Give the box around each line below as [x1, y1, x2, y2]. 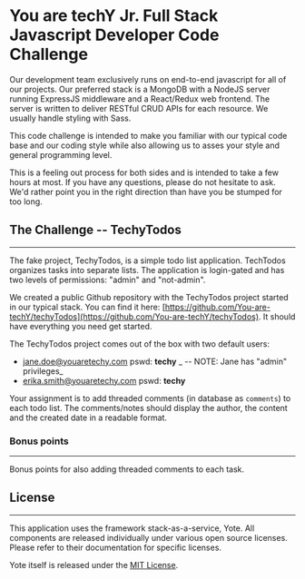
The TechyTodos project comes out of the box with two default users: [9, 338, 271, 349]
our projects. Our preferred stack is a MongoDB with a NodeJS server [9, 83, 271, 94]
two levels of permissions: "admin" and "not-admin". [9, 274, 206, 285]
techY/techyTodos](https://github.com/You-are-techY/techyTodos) [9, 310, 260, 322]
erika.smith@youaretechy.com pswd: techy [22, 375, 186, 386]
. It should [258, 310, 296, 322]
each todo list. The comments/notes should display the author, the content [9, 402, 288, 413]
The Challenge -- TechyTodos [9, 222, 182, 238]
